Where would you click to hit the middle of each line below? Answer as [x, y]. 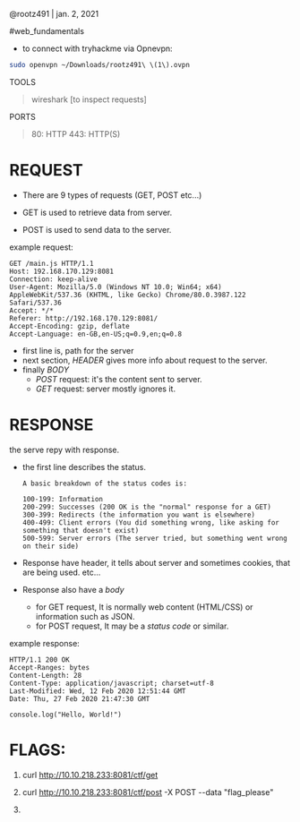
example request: [41, 247]
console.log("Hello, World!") [66, 715]
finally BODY [46, 369]
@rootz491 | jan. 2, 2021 [54, 14]
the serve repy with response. [64, 450]
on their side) [51, 546]
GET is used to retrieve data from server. [97, 212]
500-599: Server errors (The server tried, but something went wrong [155, 538]
